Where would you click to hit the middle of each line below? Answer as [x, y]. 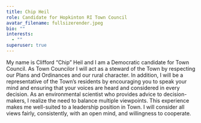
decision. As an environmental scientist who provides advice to [84, 94]
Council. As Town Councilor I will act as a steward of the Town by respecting [101, 68]
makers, [16, 100]
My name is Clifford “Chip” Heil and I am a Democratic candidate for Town [98, 62]
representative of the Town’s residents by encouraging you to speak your [97, 81]
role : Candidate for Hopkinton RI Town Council [67, 17]
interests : [20, 34]
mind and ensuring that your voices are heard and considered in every [93, 88]
